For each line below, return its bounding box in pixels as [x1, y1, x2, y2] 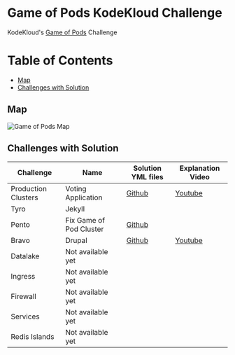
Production [10, 183, 48, 193]
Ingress [10, 271, 36, 281]
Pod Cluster [65, 224, 104, 234]
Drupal [65, 235, 87, 245]
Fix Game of [65, 215, 106, 225]
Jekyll [65, 204, 85, 214]
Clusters [10, 193, 38, 202]
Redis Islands [10, 331, 55, 341]
